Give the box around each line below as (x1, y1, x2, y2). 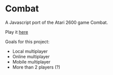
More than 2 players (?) (12, 64, 61, 70)
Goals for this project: (5, 38, 50, 45)
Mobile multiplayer (12, 59, 51, 65)
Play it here (5, 29, 28, 35)
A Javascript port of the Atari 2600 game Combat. (5, 19, 108, 25)
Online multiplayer (12, 53, 50, 60)
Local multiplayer (12, 48, 48, 54)
